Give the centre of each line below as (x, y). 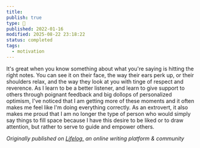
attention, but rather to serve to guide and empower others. (80, 126)
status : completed (29, 40)
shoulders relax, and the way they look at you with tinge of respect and (95, 81)
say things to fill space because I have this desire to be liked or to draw (95, 120)
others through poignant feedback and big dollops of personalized (89, 94)
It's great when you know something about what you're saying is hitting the (100, 69)
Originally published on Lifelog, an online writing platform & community (95, 138)
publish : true (24, 18)
